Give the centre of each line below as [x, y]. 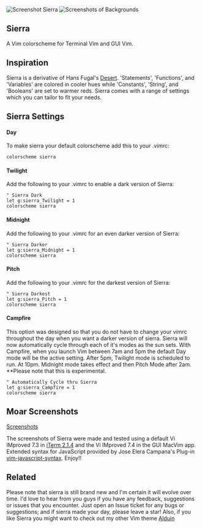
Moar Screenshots [42, 412]
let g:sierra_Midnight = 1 [41, 250]
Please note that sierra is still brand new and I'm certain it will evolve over [99, 492]
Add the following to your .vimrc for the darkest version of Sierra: [88, 282]
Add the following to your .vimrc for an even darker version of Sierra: [93, 233]
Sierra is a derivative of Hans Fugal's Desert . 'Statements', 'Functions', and [100, 77]
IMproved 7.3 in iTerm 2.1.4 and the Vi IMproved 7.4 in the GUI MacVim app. [101, 445]
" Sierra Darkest [28, 294]
